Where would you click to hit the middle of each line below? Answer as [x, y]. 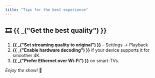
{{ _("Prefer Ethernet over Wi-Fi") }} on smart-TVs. [66, 61]
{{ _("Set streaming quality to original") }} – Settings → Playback [80, 45]
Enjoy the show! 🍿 [24, 71]
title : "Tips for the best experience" [47, 10]
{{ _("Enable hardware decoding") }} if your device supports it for [81, 50]
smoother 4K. [26, 56]
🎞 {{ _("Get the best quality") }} [56, 31]
